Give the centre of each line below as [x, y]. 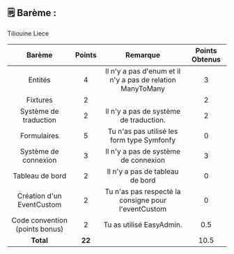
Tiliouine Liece [28, 33]
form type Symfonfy [143, 140]
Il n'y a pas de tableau [143, 171]
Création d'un [39, 195]
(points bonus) [40, 229]
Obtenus [206, 59]
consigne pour [143, 200]
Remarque [143, 54]
